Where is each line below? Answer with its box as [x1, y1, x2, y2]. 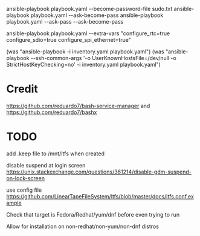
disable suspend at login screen [6, 161, 86, 169]
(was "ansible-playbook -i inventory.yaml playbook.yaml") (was [6, 48, 164, 55]
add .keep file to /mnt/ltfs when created [6, 150, 105, 157]
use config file [6, 186, 42, 194]
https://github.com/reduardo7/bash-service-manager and [6, 102, 150, 109]
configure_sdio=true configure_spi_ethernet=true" [6, 36, 131, 43]
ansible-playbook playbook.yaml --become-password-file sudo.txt [6, 5, 173, 12]
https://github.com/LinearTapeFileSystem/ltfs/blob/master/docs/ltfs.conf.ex [6, 192, 195, 200]
